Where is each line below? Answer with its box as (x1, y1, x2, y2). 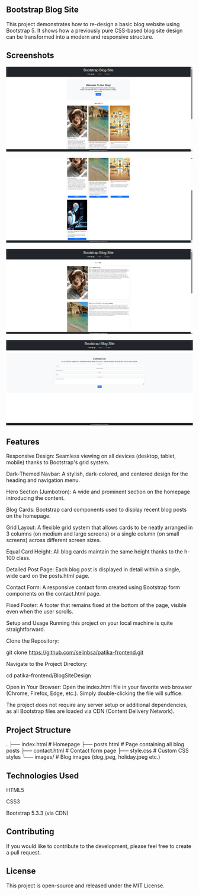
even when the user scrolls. (6, 608, 73, 615)
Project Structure (6, 725, 71, 735)
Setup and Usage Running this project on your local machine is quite (6, 619, 174, 627)
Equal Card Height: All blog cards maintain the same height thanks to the (6, 548, 184, 555)
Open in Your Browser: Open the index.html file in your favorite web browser (6, 684, 192, 691)
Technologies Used (6, 771, 79, 781)
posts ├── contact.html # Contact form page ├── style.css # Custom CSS (6, 747, 189, 755)
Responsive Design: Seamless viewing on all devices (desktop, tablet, (6, 452, 176, 460)
